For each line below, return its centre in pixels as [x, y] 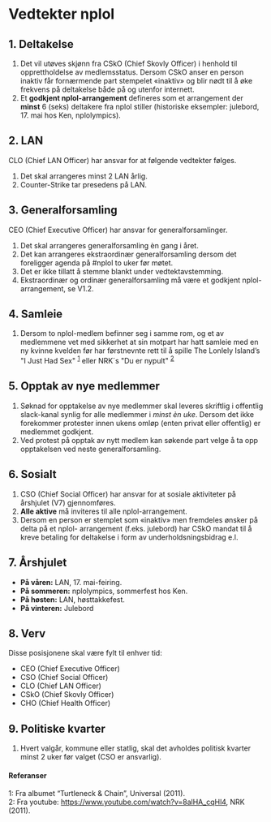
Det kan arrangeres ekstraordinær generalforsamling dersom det [128, 254]
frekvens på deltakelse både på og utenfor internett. [107, 89]
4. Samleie [36, 314]
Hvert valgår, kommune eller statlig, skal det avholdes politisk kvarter [135, 748]
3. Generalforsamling [63, 211]
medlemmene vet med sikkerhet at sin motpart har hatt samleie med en [139, 342]
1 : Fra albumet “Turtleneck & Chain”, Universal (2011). [97, 794]
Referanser [28, 775]
